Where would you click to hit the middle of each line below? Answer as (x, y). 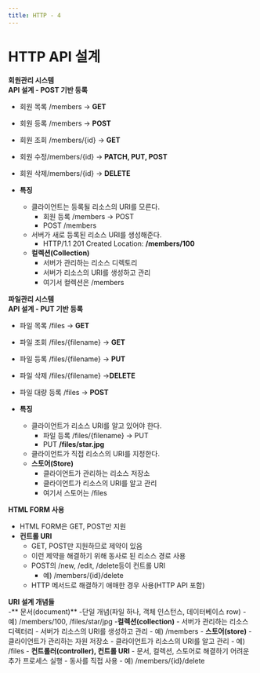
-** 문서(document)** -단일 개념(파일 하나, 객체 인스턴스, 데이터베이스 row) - (127, 611)
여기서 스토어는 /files (75, 492)
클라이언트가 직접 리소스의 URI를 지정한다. (96, 453)
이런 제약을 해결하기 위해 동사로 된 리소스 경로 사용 (108, 555)
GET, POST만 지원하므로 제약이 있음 (87, 546)
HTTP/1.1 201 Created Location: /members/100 (119, 243)
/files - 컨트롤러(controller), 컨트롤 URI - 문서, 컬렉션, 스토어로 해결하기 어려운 (129, 651)
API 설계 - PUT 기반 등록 (46, 309)
